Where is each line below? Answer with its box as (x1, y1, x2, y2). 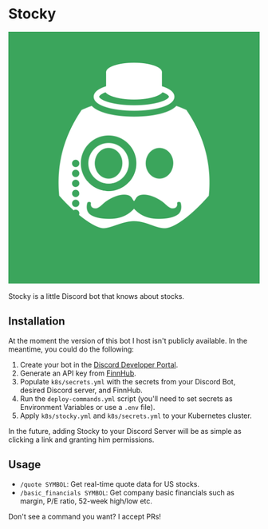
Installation (8, 315, 65, 328)
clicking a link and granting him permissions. (8, 435, 155, 444)
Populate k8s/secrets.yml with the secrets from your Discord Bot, (19, 376, 236, 386)
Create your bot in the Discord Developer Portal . (19, 360, 179, 369)
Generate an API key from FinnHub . (19, 368, 137, 378)
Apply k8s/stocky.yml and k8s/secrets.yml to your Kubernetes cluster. (19, 411, 253, 420)
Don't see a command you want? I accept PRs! (8, 511, 162, 521)
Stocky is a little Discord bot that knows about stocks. (8, 291, 185, 300)
